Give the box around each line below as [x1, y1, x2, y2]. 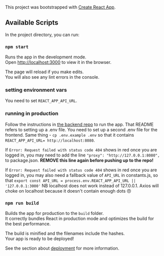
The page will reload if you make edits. [5, 69, 84, 75]
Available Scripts [5, 18, 58, 27]
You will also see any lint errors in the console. [5, 74, 100, 80]
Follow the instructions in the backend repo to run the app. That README [5, 121, 154, 127]
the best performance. [5, 221, 51, 227]
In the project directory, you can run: [5, 32, 80, 38]
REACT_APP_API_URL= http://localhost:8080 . [5, 137, 95, 143]
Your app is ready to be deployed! [5, 236, 74, 242]
